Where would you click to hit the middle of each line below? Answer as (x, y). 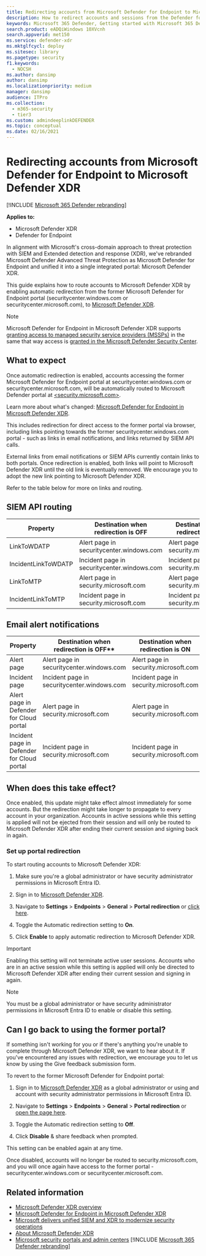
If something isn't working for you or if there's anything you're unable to (97, 1045)
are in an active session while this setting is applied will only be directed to (101, 967)
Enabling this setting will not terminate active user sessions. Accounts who (101, 961)
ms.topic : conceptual (34, 126)
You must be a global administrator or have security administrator (89, 1004)
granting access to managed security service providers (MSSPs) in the (96, 335)
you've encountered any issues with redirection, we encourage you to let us (102, 1057)
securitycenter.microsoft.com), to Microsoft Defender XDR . (81, 305)
